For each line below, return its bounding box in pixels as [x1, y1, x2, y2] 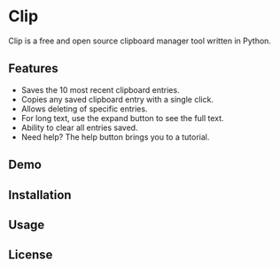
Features [8, 61, 58, 76]
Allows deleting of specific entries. [20, 103, 148, 114]
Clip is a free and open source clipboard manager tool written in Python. [8, 35, 272, 46]
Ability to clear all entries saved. [20, 122, 138, 133]
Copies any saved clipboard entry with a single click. [20, 94, 214, 104]
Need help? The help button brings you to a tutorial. [20, 131, 210, 142]
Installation [8, 188, 72, 203]
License [8, 248, 53, 263]
